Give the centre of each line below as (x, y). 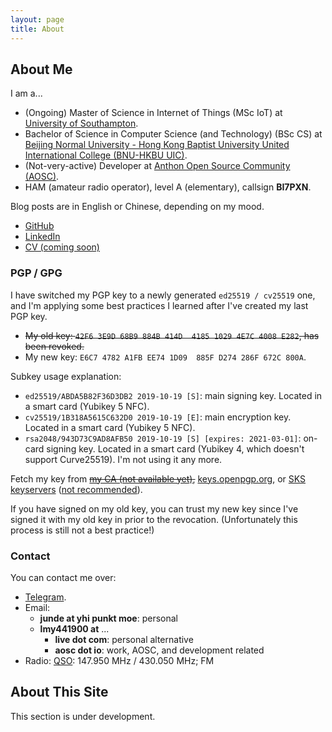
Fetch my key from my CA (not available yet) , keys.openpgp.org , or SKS (158, 478)
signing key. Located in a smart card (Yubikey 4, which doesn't (175, 448)
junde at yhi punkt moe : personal (108, 618)
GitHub (39, 226)
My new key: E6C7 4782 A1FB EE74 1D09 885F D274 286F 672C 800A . (165, 357)
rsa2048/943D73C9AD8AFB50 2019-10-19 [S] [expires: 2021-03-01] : (163, 438)
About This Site (59, 692)
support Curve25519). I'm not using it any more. (123, 459)
